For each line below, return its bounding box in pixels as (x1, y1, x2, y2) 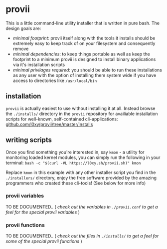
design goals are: (5, 25, 41, 31)
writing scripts (5, 136, 52, 144)
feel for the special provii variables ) (5, 209, 80, 215)
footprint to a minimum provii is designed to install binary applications (12, 56, 156, 62)
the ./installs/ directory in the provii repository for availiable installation (5, 110, 159, 116)
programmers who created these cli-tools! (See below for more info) (5, 180, 146, 186)
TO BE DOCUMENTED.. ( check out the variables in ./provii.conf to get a (5, 203, 159, 209)
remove (12, 45, 29, 51)
